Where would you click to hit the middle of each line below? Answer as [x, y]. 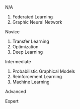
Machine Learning [31, 82]
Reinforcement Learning [37, 76]
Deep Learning [28, 52]
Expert [12, 101]
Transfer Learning [31, 41]
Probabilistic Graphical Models [44, 71]
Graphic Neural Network [37, 22]
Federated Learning [33, 17]
